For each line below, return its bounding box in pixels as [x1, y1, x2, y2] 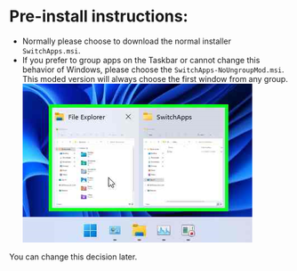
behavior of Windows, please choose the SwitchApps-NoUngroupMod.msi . [21, 64, 285, 75]
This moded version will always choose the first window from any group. [21, 73, 289, 84]
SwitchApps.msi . [21, 45, 82, 55]
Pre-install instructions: [9, 6, 189, 27]
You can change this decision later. [9, 251, 138, 262]
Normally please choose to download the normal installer [21, 36, 232, 46]
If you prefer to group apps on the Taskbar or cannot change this [21, 54, 261, 65]
